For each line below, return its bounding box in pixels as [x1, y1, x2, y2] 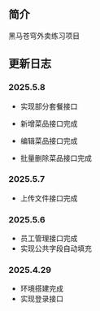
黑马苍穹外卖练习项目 [8, 31, 80, 41]
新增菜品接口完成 [20, 119, 78, 128]
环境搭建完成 [20, 283, 63, 294]
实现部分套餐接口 [20, 101, 78, 111]
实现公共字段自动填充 [20, 244, 92, 253]
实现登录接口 [20, 294, 63, 304]
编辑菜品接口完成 [20, 136, 78, 145]
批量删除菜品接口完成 [20, 153, 92, 162]
